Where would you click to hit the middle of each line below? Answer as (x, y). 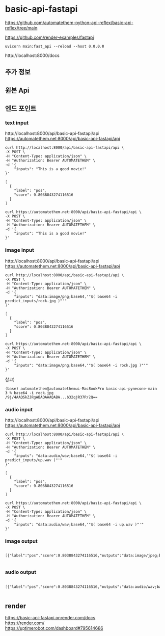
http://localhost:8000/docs (32, 55)
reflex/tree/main (21, 27)
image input (20, 250)
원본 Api (17, 90)
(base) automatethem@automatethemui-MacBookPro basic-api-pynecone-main (81, 389)
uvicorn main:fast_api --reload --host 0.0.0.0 (55, 46)
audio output (21, 572)
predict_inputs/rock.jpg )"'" (36, 301)
